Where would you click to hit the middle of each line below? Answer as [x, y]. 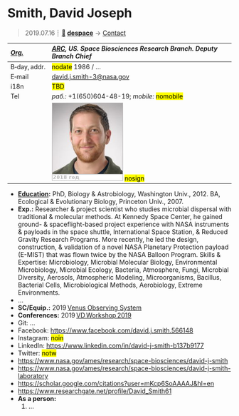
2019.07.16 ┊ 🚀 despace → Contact [75, 33]
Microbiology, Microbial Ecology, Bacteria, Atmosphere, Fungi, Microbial [123, 270]
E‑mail [20, 76]
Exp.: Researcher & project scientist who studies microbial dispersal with [124, 209]
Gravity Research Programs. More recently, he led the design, [108, 240]
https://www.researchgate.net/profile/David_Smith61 [95, 391]
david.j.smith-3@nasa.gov [90, 76]
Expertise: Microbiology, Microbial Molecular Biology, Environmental [117, 263]
